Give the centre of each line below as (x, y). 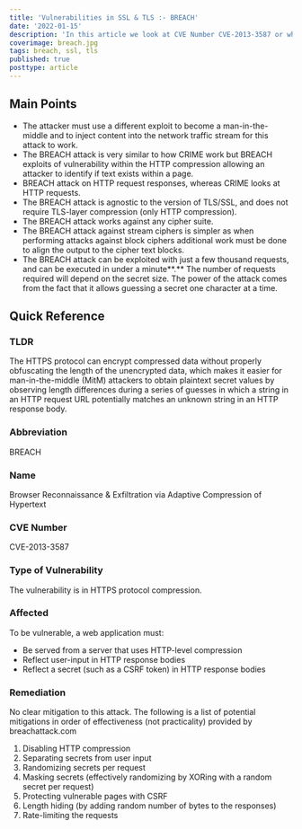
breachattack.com (43, 731)
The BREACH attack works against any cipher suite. (118, 221)
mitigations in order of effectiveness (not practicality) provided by (131, 722)
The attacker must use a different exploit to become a (122, 126)
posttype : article (44, 68)
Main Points (43, 104)
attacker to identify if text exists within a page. (108, 173)
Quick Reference (57, 317)
